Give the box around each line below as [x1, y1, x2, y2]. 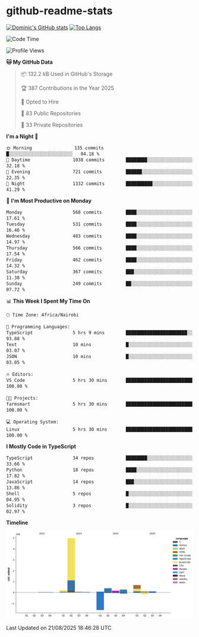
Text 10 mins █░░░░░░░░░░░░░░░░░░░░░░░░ [6, 341, 193, 347]
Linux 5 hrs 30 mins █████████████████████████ [6, 426, 193, 432]
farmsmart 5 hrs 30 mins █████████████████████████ [6, 401, 193, 407]
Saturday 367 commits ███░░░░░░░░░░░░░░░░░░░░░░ [6, 269, 193, 275]
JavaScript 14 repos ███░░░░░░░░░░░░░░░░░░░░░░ [6, 479, 193, 485]
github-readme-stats [6, 4, 113, 18]
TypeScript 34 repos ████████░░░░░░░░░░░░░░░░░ [6, 455, 193, 461]
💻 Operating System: [6, 419, 59, 425]
